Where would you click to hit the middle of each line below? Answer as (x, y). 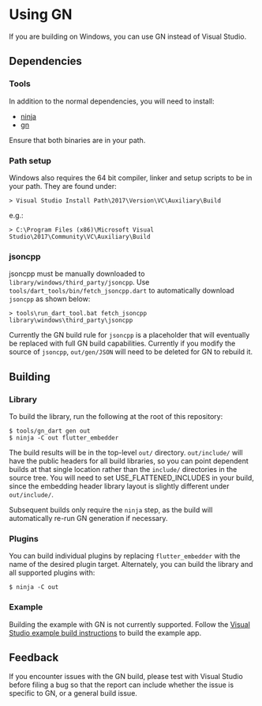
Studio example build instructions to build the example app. (105, 632)
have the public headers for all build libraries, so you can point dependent (129, 461)
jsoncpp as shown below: (50, 299)
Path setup (30, 160)
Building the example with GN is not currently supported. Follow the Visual (130, 624)
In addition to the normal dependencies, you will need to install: (112, 101)
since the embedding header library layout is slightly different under (119, 486)
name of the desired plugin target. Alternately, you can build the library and (131, 564)
